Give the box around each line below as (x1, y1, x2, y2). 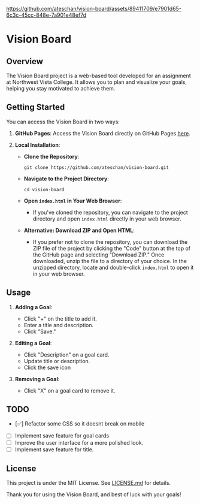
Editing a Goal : (14, 339, 52, 346)
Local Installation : (14, 141, 60, 149)
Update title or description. (23, 357, 90, 364)
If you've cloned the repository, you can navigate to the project (32, 209, 189, 216)
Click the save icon (23, 364, 71, 371)
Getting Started (6, 102, 65, 113)
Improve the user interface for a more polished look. (14, 439, 144, 446)
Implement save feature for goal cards (14, 432, 110, 439)
